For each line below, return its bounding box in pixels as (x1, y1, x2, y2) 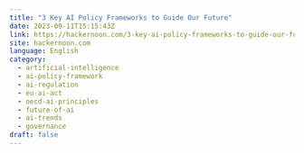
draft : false (9, 130, 59, 139)
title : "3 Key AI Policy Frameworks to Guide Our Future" (9, 13, 233, 22)
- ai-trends (17, 113, 63, 122)
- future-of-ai (17, 105, 75, 114)
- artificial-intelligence (17, 64, 119, 73)
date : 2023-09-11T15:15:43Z (9, 22, 116, 31)
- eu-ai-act (17, 88, 63, 97)
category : (9, 55, 47, 64)
